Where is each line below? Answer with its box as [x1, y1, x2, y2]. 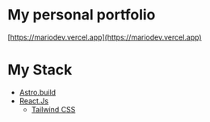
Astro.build [19, 87, 57, 97]
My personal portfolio [7, 6, 156, 24]
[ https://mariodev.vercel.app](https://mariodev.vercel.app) [7, 32, 203, 42]
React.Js [19, 95, 49, 106]
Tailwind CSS [31, 104, 76, 114]
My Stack [7, 61, 73, 79]
